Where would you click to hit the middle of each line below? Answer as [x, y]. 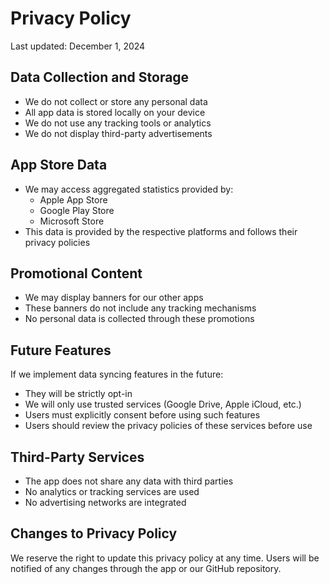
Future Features [61, 350]
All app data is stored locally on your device [115, 112]
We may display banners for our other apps [114, 298]
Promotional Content [76, 273]
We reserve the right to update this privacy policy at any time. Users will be [165, 558]
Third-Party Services [77, 457]
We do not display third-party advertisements [118, 133]
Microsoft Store [72, 221]
